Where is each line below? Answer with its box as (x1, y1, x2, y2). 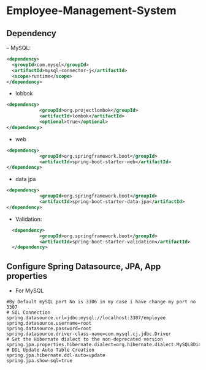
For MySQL (15, 287, 44, 294)
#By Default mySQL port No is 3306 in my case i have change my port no (6, 299, 196, 305)
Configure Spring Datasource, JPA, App (6, 261, 161, 272)
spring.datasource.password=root (6, 325, 92, 332)
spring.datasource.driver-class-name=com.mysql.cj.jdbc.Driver (6, 331, 172, 337)
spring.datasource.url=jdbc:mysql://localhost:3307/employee (6, 315, 166, 321)
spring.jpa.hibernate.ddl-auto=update (6, 352, 105, 358)
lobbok (15, 90, 33, 97)
